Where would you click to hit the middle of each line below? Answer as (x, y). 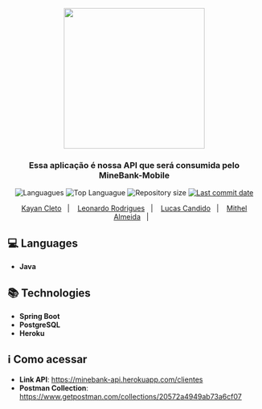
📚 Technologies (49, 293)
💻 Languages (43, 243)
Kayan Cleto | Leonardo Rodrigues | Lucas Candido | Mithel (134, 208)
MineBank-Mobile (134, 175)
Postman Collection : (54, 388)
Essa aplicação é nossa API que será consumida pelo (134, 165)
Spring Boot (39, 316)
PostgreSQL (40, 325)
